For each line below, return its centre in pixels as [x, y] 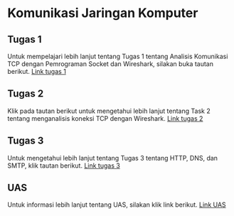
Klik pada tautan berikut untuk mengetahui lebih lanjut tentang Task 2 [109, 111]
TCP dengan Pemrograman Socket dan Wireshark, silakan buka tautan [110, 64]
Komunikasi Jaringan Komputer [103, 13]
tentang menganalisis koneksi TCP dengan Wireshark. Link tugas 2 [105, 118]
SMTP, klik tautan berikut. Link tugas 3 [64, 166]
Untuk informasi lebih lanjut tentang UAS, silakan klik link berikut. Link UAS [117, 205]
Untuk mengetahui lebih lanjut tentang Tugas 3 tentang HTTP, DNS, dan [113, 158]
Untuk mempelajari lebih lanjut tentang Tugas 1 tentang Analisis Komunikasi [118, 56]
